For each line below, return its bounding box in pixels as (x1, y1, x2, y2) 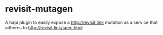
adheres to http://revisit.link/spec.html (5, 24, 83, 30)
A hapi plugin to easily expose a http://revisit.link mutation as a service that (5, 19, 158, 25)
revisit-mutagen (5, 3, 73, 15)
